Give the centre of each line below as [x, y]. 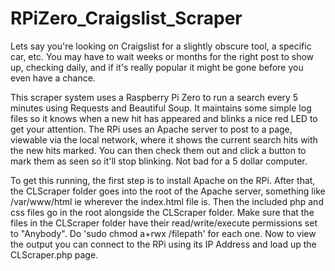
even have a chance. [53, 78]
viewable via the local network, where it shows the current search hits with [164, 139]
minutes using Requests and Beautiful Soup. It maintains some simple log [161, 108]
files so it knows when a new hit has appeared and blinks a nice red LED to [164, 118]
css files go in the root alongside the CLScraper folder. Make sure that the [162, 212]
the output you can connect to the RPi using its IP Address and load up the [163, 244]
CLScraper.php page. [54, 254]
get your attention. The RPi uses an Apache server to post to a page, [151, 129]
